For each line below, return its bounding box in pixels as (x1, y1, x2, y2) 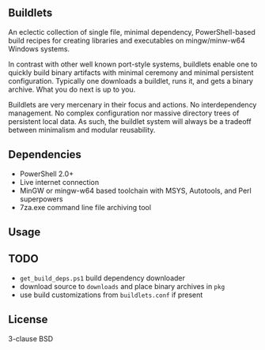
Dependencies (8, 148, 81, 161)
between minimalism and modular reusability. (8, 125, 156, 134)
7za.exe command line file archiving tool (19, 202, 152, 212)
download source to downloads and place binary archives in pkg (19, 281, 225, 291)
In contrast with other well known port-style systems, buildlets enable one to (8, 59, 258, 69)
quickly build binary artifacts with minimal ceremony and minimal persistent (8, 67, 254, 77)
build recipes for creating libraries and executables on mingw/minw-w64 (8, 36, 245, 45)
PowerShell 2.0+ (19, 169, 74, 179)
